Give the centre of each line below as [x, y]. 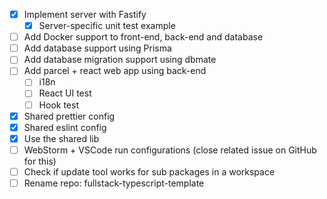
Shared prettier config [69, 116]
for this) [40, 161]
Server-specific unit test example [107, 26]
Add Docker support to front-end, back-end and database [143, 37]
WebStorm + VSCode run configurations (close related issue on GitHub [170, 150]
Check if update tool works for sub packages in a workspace [149, 171]
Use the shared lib [61, 138]
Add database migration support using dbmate [120, 60]
